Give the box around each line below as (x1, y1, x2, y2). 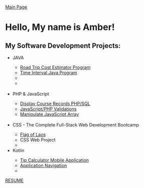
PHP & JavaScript (12, 91, 49, 96)
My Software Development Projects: (5, 41, 121, 50)
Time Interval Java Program (20, 69, 78, 75)
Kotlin (12, 147, 25, 153)
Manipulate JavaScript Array (20, 111, 79, 117)
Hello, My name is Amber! (5, 21, 115, 33)
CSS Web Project (20, 137, 56, 142)
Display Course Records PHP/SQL (20, 100, 90, 106)
